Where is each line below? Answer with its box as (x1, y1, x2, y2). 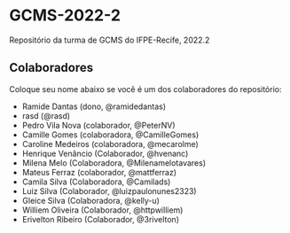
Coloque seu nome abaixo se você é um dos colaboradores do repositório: (9, 83, 282, 94)
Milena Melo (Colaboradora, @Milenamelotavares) (21, 157, 207, 168)
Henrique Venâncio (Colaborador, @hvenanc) (21, 148, 189, 159)
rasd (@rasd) (21, 110, 71, 120)
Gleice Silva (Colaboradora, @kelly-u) (21, 195, 160, 206)
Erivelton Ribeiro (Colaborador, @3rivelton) (21, 214, 180, 224)
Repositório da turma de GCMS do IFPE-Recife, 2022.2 (9, 35, 210, 45)
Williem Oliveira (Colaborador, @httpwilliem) (21, 205, 184, 215)
